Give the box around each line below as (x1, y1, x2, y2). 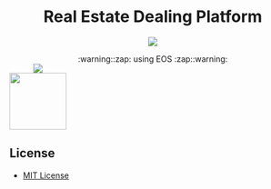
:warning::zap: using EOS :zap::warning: (77, 53, 228, 65)
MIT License (22, 170, 70, 181)
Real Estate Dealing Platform (43, 6, 263, 27)
